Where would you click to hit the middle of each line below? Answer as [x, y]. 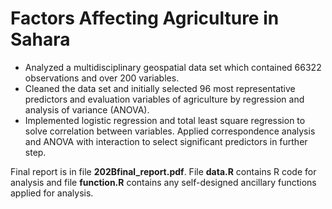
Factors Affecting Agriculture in [145, 18]
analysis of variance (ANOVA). [87, 109]
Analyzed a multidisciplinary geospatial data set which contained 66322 [173, 67]
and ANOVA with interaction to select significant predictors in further [166, 141]
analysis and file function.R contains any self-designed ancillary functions [163, 182]
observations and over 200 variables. [102, 78]
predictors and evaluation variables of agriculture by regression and [164, 99]
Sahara [40, 39]
